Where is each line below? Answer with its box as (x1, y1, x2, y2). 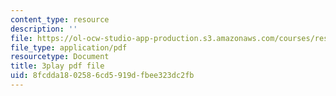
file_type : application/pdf (10, 42, 128, 53)
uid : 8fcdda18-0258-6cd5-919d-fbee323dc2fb (10, 71, 195, 81)
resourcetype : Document (10, 52, 110, 62)
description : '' (10, 24, 78, 34)
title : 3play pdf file (10, 61, 105, 71)
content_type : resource (10, 14, 110, 25)
